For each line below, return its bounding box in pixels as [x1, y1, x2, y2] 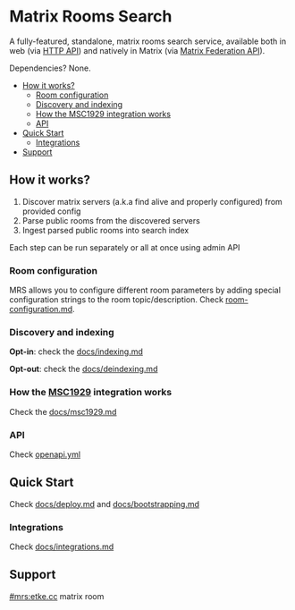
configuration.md [9, 304, 73, 315]
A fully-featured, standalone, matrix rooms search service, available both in [9, 36, 287, 47]
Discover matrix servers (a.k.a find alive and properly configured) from [21, 196, 283, 207]
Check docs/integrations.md [9, 541, 114, 552]
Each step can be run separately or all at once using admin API [9, 241, 240, 252]
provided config [21, 206, 81, 216]
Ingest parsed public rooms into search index [21, 225, 190, 235]
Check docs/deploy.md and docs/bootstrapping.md [9, 498, 199, 509]
